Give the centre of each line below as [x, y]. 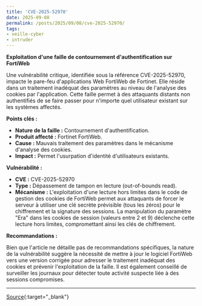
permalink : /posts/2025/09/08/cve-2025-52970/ [66, 23]
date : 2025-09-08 [28, 17]
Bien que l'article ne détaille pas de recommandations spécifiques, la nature [100, 247]
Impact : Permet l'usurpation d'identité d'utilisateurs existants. [92, 156]
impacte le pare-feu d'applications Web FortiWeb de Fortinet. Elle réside [96, 81]
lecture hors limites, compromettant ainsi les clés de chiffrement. [95, 224]
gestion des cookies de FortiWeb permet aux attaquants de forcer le [99, 198]
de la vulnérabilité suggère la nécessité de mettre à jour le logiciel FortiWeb [99, 254]
